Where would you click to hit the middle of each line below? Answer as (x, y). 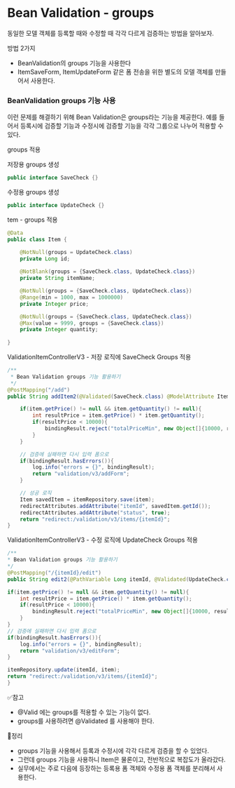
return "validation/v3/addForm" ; (81, 474)
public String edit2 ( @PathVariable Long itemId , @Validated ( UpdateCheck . (117, 579)
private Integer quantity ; (59, 330)
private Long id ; (45, 259)
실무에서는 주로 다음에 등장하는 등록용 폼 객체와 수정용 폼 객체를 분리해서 (116, 768)
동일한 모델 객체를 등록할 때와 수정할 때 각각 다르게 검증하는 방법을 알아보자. (111, 33)
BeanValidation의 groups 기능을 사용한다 (74, 63)
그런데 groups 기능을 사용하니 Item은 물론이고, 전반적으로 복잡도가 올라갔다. (121, 759)
